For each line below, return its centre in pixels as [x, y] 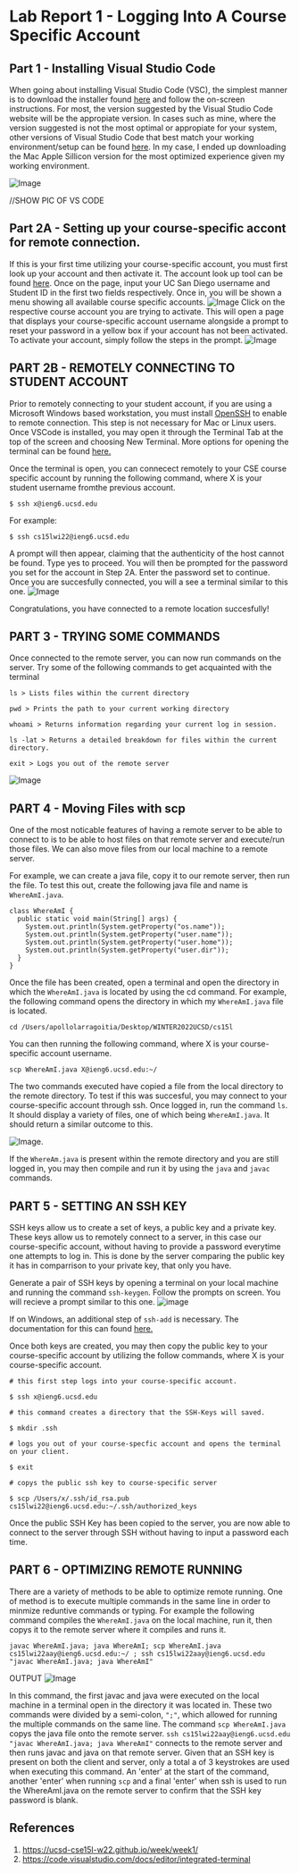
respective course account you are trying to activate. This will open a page [146, 311]
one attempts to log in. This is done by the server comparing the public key [147, 1256]
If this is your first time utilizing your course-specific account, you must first [149, 264]
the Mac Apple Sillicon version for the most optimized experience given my [147, 156]
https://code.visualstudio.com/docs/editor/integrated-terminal [137, 1859]
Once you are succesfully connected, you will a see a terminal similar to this [149, 582]
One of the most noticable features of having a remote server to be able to [146, 830]
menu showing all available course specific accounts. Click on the [147, 302]
